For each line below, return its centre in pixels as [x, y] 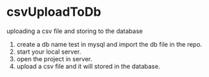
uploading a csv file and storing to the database [75, 31]
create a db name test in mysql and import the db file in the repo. [109, 44]
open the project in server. [54, 58]
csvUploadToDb [54, 12]
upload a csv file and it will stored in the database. [88, 66]
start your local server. [49, 52]
